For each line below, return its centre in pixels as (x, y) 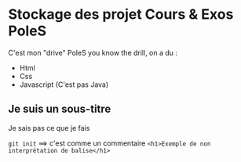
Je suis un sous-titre (60, 109)
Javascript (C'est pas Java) (64, 85)
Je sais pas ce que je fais (49, 128)
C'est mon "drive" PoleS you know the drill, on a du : (93, 52)
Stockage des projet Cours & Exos (121, 14)
